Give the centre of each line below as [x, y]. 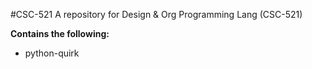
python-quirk [52, 53]
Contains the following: [60, 33]
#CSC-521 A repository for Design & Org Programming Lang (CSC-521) [156, 14]
